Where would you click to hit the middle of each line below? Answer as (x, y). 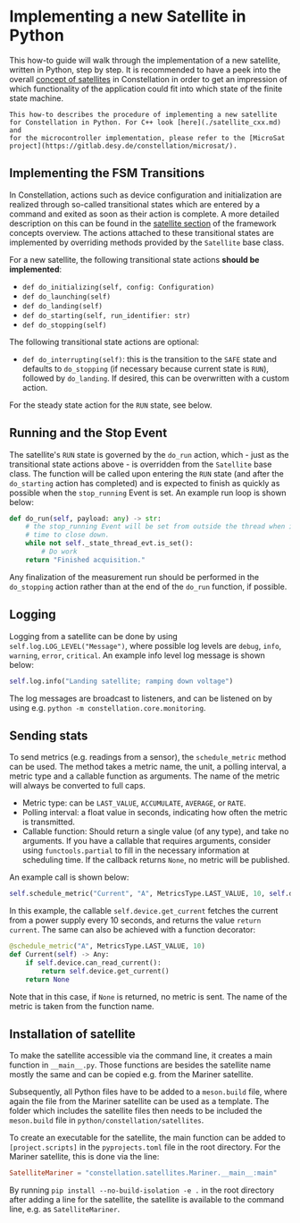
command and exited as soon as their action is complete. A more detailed (144, 214)
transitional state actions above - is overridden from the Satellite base (141, 464)
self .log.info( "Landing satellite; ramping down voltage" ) (121, 681)
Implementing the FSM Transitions (107, 173)
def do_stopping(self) (64, 325)
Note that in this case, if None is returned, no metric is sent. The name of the (148, 996)
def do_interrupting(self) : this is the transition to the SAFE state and (149, 358)
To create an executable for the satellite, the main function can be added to (147, 1138)
